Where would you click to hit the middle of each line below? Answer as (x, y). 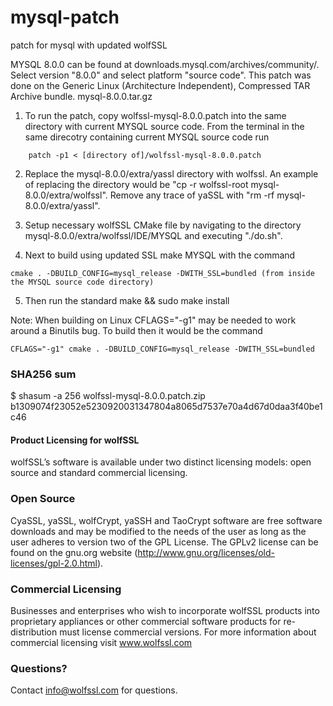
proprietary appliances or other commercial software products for (146, 622)
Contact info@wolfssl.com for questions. (94, 690)
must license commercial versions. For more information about (188, 632)
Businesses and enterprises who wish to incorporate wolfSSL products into (165, 611)
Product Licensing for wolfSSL (75, 440)
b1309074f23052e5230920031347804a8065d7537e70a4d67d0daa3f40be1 (166, 407)
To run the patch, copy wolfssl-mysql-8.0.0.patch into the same (155, 115)
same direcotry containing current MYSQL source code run (147, 137)
